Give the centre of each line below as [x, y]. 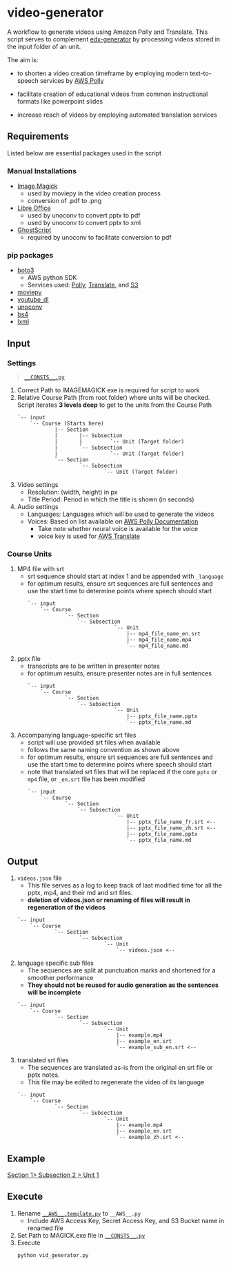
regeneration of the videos [66, 908]
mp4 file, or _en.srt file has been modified [86, 779]
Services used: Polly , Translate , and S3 [83, 285]
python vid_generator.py [53, 1255]
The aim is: [23, 59]
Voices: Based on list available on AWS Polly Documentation [113, 521]
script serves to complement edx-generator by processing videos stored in [114, 39]
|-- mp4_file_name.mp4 [159, 640]
